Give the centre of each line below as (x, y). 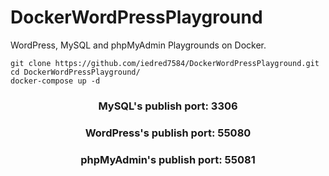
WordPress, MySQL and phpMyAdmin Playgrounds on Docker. (138, 45)
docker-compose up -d (55, 81)
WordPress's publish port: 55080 (168, 133)
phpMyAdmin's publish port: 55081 (168, 159)
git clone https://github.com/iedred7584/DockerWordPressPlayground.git (165, 63)
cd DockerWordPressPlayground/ (75, 72)
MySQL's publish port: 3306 (168, 106)
